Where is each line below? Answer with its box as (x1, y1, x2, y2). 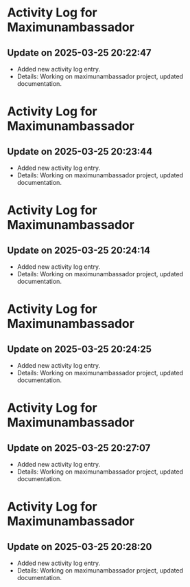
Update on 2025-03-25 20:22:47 (7, 47, 152, 58)
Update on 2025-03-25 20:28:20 (7, 541, 152, 553)
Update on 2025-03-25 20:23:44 (7, 146, 153, 157)
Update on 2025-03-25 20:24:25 (7, 343, 152, 355)
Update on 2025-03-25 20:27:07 (7, 442, 151, 454)
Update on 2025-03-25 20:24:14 (7, 244, 151, 256)
